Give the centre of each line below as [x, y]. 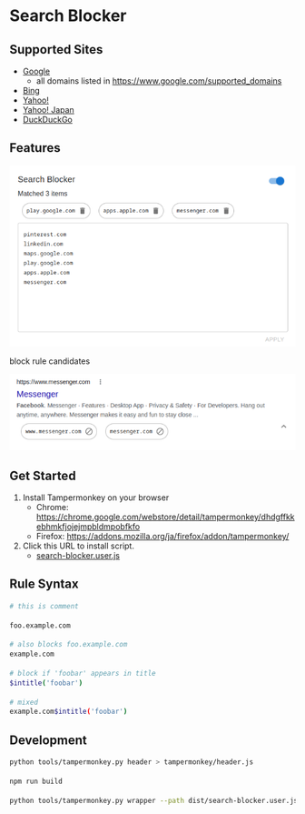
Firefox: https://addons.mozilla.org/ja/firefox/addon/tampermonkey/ [162, 536]
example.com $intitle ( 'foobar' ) [69, 712]
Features [35, 148]
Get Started [43, 475]
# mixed [24, 702]
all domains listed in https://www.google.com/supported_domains [159, 81]
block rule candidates [50, 361]
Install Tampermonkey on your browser [96, 497]
